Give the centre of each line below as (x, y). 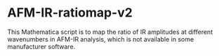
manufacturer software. (41, 46)
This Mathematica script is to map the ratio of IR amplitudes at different (110, 32)
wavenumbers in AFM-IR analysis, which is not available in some (101, 39)
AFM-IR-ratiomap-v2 (70, 13)
